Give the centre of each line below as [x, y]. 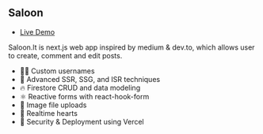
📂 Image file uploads [53, 105]
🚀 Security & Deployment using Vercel [82, 121]
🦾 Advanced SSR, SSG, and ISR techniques [90, 79]
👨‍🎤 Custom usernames [57, 71]
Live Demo [37, 32]
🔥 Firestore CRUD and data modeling [80, 87]
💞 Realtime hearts [48, 113]
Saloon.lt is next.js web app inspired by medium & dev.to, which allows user [131, 47]
